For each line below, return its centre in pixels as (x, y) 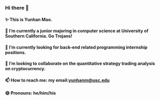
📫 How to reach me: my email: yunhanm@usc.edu (57, 80)
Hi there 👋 (17, 8)
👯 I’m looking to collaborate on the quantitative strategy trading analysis (80, 63)
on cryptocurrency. (25, 69)
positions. (15, 52)
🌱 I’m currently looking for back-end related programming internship (76, 47)
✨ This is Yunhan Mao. (29, 20)
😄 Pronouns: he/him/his (31, 93)
